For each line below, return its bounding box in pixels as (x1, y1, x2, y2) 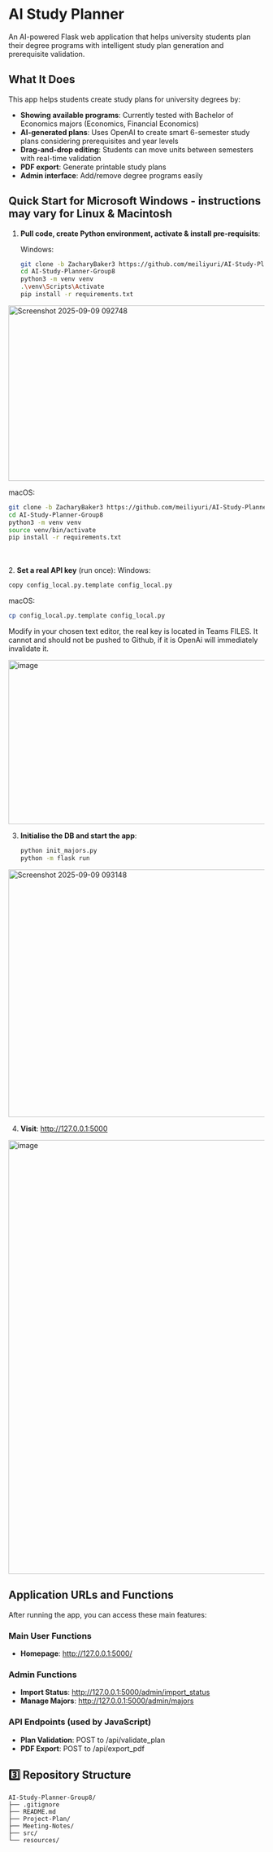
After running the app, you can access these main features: (8, 1610, 207, 1619)
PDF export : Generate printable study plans (19, 162, 167, 172)
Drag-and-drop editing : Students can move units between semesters (19, 144, 253, 155)
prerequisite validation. (8, 49, 85, 59)
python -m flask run (19, 854, 90, 863)
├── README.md (8, 1808, 57, 1816)
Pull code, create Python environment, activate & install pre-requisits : (19, 229, 261, 238)
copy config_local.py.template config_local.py (8, 581, 173, 590)
